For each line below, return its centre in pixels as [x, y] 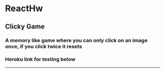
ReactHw [24, 9]
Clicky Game [25, 27]
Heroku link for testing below [40, 59]
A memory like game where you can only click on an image [76, 40]
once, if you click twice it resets [44, 46]
